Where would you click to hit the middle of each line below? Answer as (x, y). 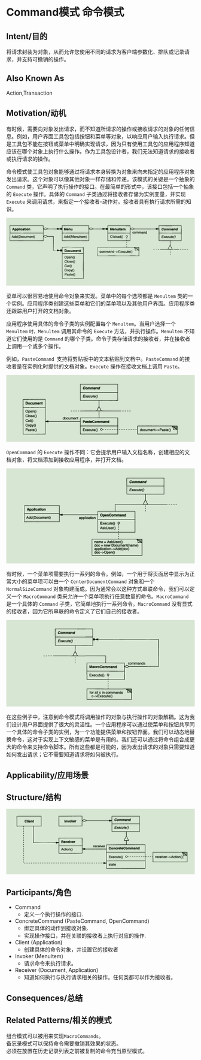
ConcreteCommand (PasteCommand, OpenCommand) (82, 921)
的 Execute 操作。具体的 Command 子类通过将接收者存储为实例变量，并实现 (96, 194)
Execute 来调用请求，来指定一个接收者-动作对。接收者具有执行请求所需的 (96, 201)
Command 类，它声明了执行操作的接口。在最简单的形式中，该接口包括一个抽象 (100, 186)
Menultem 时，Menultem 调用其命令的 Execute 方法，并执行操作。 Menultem (95, 331)
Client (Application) (39, 943)
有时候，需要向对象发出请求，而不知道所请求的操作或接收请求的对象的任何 (98, 129)
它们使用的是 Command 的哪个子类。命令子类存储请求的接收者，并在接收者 (100, 339)
